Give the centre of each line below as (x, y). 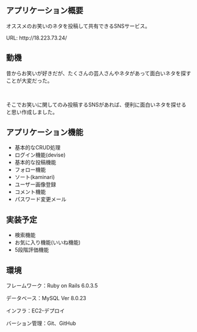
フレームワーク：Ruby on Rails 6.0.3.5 (52, 286)
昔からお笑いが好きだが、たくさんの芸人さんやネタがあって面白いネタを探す (99, 73)
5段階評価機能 (32, 250)
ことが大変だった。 (29, 80)
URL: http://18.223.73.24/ (37, 38)
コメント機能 (30, 192)
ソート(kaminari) (35, 177)
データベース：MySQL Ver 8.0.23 (46, 298)
